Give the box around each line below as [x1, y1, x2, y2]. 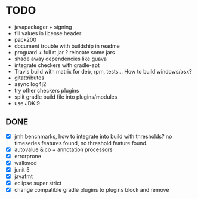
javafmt [14, 173, 33, 180]
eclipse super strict [14, 180, 62, 187]
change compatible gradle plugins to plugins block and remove [14, 186, 169, 194]
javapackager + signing [14, 23, 72, 30]
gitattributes [14, 74, 45, 81]
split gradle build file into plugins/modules [14, 93, 117, 100]
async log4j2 [14, 80, 47, 87]
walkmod [14, 159, 37, 166]
